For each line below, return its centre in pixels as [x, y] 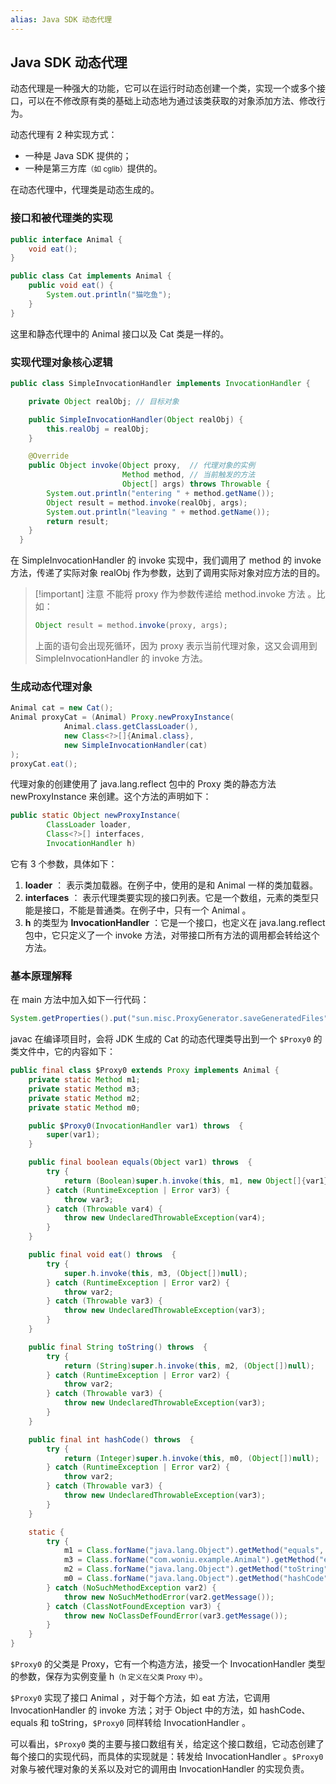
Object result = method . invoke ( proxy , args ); [131, 626]
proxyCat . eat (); [44, 764]
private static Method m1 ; [84, 1080]
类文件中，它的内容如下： [63, 1052]
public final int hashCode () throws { [111, 1439]
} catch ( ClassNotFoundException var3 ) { [134, 1606]
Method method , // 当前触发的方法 [188, 475]
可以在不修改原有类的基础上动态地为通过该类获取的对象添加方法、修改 [172, 101]
